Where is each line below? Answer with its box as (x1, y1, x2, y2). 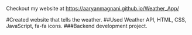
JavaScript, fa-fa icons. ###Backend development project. (6, 23, 148, 29)
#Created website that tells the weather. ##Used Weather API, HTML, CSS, (6, 16, 187, 23)
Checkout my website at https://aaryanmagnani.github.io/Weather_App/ (6, 5, 180, 12)
